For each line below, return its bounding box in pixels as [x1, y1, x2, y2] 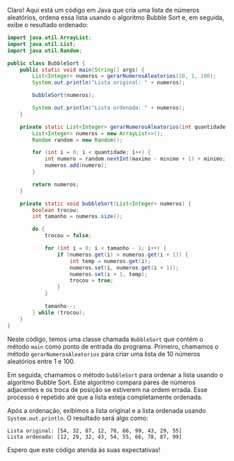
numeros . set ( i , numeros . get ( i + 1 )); [69, 264, 179, 271]
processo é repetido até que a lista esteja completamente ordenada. [7, 393, 203, 401]
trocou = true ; [69, 277, 114, 285]
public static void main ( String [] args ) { [19, 66, 145, 73]
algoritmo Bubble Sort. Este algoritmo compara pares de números [7, 378, 196, 386]
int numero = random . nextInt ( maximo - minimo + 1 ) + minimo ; [44, 156, 226, 163]
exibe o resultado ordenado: [7, 21, 88, 29]
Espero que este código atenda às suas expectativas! [7, 446, 161, 454]
